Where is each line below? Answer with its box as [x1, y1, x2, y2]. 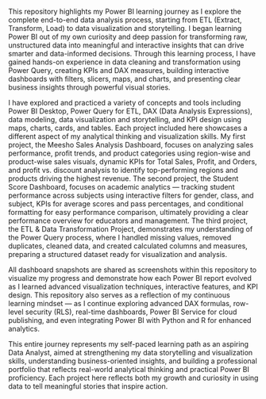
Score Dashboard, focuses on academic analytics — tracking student [8, 182, 235, 191]
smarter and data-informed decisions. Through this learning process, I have [8, 49, 256, 58]
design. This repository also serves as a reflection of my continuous [8, 290, 230, 300]
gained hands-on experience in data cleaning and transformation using [8, 57, 241, 67]
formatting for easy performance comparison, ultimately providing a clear [8, 208, 249, 217]
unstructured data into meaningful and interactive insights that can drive [8, 40, 245, 50]
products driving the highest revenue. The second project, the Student [8, 174, 239, 183]
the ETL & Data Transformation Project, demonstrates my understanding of [8, 224, 253, 233]
